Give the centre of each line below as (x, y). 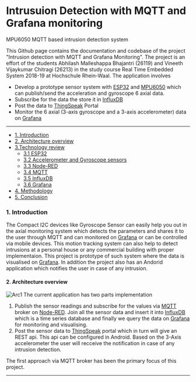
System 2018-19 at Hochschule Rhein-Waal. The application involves (88, 75)
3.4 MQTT (35, 172)
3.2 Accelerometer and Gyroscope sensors (75, 160)
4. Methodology (34, 191)
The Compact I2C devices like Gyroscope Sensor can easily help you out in (97, 225)
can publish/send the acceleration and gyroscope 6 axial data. (90, 93)
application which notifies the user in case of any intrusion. (77, 269)
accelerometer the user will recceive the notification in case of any (94, 343)
